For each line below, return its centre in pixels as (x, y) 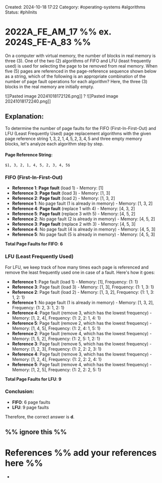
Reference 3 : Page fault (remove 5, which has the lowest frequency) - (82, 344)
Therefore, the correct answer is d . (40, 417)
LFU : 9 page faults (30, 407)
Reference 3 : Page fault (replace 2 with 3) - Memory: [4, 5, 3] (74, 224)
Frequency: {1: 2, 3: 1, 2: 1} (38, 307)
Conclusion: (20, 392)
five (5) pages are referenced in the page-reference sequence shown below (81, 71)
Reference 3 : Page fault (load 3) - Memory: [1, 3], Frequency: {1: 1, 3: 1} (83, 287)
